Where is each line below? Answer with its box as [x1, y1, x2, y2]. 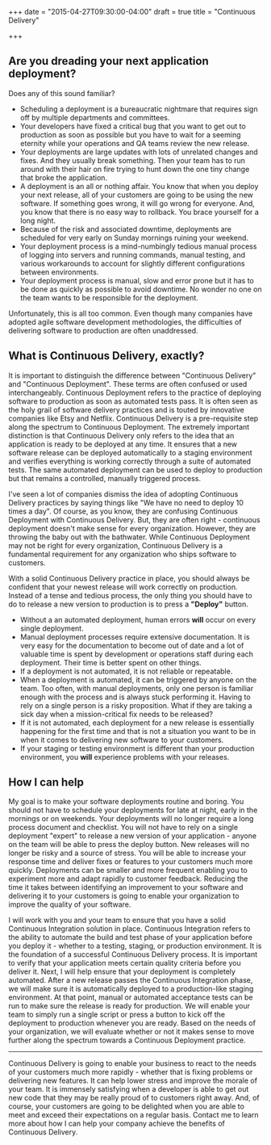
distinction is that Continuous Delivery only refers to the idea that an [8, 430, 235, 440]
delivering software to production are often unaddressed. [8, 325, 199, 335]
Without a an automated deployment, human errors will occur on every [19, 614, 256, 624]
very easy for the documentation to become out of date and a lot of [19, 640, 244, 650]
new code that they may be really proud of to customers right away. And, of [8, 1093, 260, 1103]
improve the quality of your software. [8, 900, 131, 909]
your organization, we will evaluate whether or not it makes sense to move [8, 1027, 255, 1037]
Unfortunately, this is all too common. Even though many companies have [8, 308, 253, 318]
